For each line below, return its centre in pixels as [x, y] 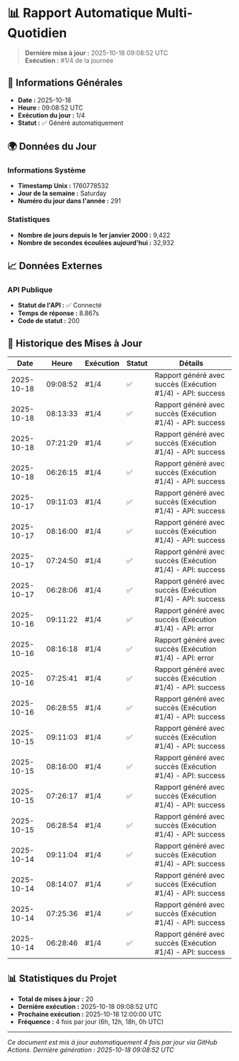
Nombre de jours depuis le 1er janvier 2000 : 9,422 [94, 235]
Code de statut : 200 [48, 321]
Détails [191, 364]
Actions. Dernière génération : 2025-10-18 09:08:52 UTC [91, 1050]
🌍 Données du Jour [52, 147]
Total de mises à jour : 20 [55, 999]
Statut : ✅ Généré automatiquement [70, 123]
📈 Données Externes [55, 266]
